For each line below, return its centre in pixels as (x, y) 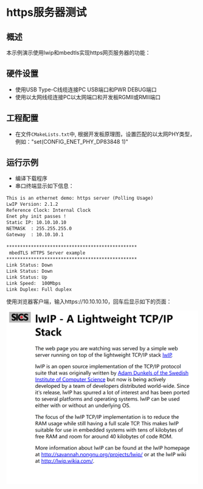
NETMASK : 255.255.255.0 (39, 229)
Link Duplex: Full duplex (39, 290)
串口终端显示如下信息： (44, 186)
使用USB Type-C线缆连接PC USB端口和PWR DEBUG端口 (86, 90)
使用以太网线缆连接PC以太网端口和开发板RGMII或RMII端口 (88, 97)
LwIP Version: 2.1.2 (33, 205)
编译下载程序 (31, 178)
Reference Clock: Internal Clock (49, 211)
